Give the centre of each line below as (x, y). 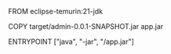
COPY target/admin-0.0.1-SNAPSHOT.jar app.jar (86, 26)
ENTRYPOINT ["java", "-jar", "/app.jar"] (71, 41)
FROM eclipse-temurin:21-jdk (56, 11)
